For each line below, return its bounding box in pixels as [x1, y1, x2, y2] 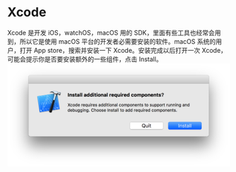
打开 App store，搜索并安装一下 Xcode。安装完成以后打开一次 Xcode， [19, 46, 228, 54]
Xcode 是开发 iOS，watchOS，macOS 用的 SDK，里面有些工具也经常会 [7, 28, 216, 37]
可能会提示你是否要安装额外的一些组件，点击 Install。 [7, 54, 163, 63]
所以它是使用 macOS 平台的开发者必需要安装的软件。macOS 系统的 [19, 37, 216, 46]
